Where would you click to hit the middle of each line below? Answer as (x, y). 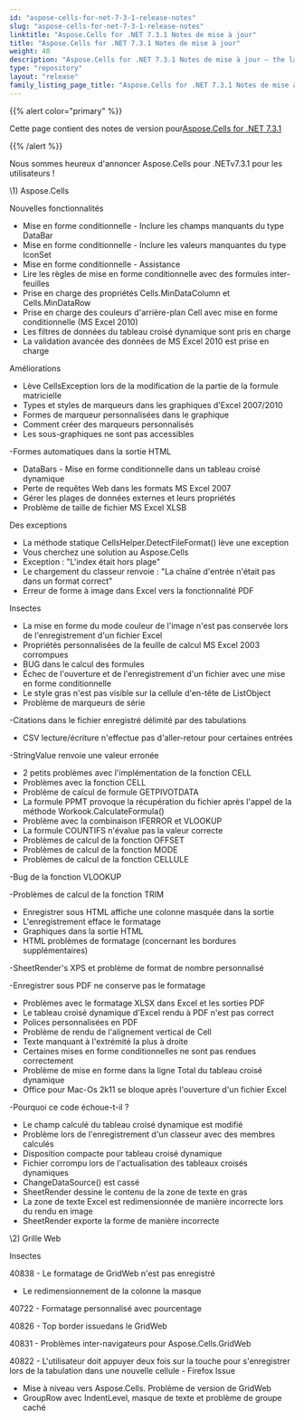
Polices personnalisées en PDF (80, 1022)
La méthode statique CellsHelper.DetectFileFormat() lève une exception (156, 542)
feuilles (36, 283)
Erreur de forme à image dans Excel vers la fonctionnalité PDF (138, 590)
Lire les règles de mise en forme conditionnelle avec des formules (145, 273)
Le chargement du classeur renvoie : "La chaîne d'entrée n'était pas (149, 571)
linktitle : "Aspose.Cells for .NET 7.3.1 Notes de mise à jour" (133, 34)
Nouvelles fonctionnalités (57, 208)
